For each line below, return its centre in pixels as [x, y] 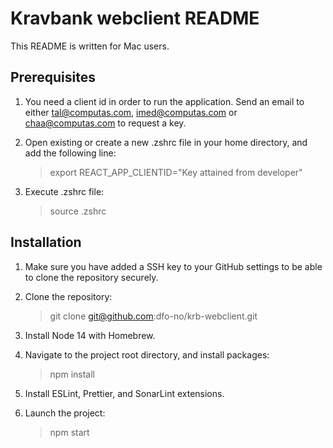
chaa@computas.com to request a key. [105, 123]
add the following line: [70, 153]
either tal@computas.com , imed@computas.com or [131, 112]
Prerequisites [53, 77]
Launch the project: [65, 413]
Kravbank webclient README [135, 18]
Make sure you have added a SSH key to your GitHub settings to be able [173, 266]
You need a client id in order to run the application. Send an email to [164, 101]
